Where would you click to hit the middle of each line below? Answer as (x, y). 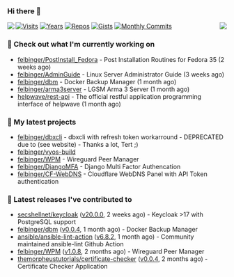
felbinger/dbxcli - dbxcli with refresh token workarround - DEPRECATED (120, 137)
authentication (38, 181)
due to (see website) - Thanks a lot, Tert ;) (78, 144)
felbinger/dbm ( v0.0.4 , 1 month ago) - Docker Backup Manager (108, 230)
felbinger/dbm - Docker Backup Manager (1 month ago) (97, 81)
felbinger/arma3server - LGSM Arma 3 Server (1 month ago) (103, 89)
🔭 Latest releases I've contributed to (70, 199)
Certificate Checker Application (62, 267)
